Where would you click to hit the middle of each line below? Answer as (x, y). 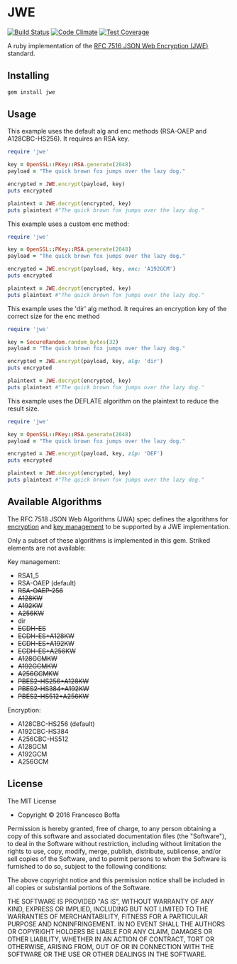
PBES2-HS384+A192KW (54, 688)
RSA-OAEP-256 (40, 590)
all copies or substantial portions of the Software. (79, 887)
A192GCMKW (38, 666)
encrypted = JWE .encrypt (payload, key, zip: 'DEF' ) (85, 454)
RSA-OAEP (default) (47, 583)
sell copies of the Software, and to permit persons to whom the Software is (117, 859)
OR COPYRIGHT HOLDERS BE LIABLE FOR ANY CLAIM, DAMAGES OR (110, 931)
